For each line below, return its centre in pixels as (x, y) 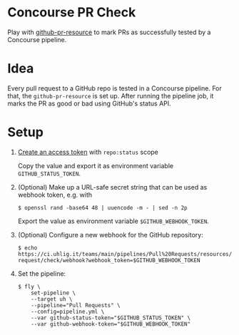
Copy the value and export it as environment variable (95, 165)
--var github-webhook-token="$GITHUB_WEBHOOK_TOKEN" (111, 324)
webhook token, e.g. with (55, 195)
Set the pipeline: (42, 273)
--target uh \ (52, 299)
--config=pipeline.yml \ (68, 311)
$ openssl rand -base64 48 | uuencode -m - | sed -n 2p (102, 207)
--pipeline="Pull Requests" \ (76, 305)
